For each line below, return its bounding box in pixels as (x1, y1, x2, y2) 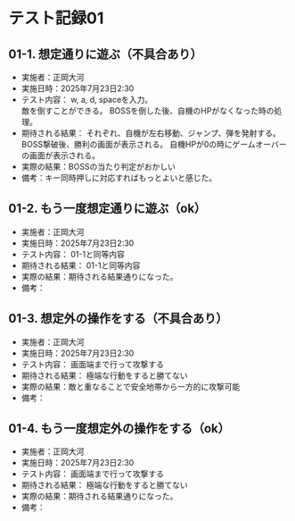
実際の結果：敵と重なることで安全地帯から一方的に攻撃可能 (20, 381, 241, 391)
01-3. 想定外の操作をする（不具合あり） (8, 311, 228, 326)
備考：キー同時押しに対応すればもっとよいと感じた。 (20, 172, 217, 183)
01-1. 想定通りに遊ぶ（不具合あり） (8, 46, 202, 62)
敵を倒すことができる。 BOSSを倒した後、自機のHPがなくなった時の (20, 105, 275, 116)
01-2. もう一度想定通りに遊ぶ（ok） (8, 201, 207, 216)
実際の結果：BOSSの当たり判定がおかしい (20, 162, 176, 172)
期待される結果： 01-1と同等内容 (20, 260, 141, 271)
